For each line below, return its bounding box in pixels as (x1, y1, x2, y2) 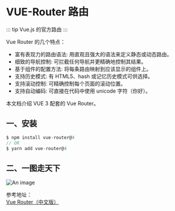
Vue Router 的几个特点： (6, 38, 66, 45)
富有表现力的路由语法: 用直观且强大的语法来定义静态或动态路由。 (14, 50, 172, 57)
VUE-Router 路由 (6, 5, 89, 19)
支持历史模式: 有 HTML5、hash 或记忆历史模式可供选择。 (14, 73, 153, 80)
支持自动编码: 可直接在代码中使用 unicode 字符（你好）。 (14, 87, 151, 94)
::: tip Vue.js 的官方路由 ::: (6, 26, 68, 33)
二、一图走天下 (6, 163, 60, 173)
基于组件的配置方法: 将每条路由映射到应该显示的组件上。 (14, 65, 152, 72)
